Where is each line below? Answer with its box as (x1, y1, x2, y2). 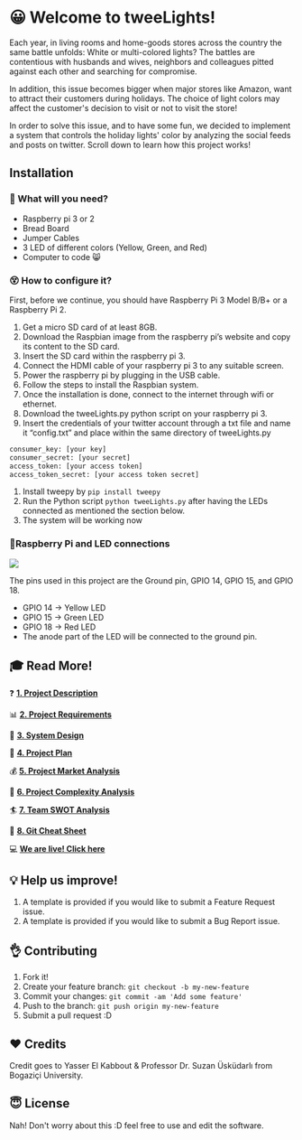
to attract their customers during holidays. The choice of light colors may (9, 93, 280, 104)
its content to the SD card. (22, 341, 120, 351)
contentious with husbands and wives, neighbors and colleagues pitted (9, 56, 274, 67)
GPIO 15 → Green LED (22, 612, 105, 622)
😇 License (9, 1096, 70, 1111)
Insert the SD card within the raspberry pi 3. (22, 350, 187, 361)
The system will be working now (22, 515, 142, 526)
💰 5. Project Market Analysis (9, 765, 120, 776)
